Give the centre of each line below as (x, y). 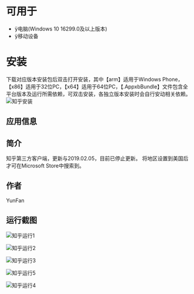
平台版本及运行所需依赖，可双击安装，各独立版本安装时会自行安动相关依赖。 (98, 94)
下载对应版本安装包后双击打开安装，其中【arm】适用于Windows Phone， (95, 79)
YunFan (15, 200)
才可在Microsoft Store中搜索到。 (45, 166)
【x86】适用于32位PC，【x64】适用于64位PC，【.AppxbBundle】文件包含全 (97, 86)
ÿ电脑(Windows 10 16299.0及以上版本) (61, 29)
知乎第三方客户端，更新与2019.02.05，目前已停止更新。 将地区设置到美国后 (97, 159)
